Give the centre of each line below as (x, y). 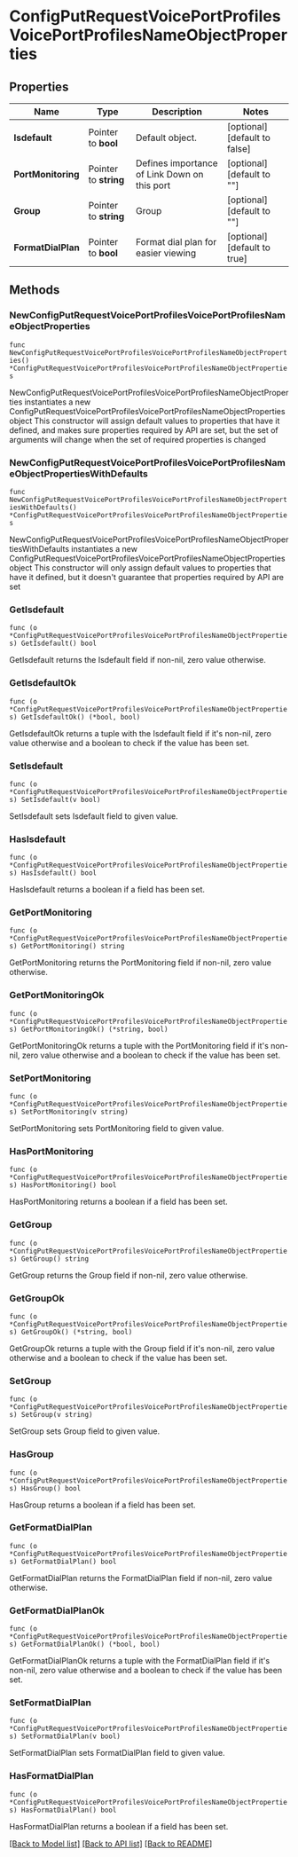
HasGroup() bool (51, 1488)
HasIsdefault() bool (59, 873)
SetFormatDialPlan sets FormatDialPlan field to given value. (117, 1753)
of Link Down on (170, 174)
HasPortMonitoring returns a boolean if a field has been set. (118, 1202)
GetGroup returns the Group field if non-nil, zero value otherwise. (129, 1275)
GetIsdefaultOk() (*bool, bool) (81, 717)
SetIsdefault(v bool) (61, 799)
